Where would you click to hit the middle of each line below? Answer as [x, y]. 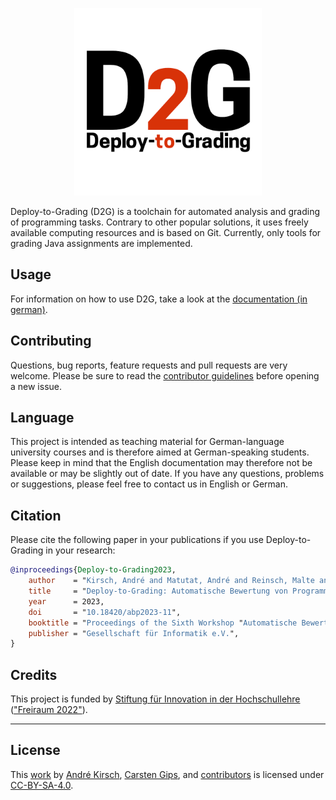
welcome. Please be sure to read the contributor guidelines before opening [165, 375]
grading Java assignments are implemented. [101, 243]
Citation [36, 515]
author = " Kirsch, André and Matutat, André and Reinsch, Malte [171, 581]
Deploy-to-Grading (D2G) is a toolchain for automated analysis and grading [165, 211]
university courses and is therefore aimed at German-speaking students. [160, 452]
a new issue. [36, 386]
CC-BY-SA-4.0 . [42, 785]
